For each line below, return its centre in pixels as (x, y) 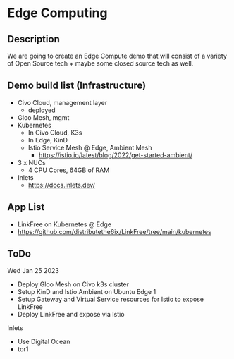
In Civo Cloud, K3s (55, 133)
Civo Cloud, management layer (62, 102)
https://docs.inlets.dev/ (62, 185)
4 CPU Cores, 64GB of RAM (69, 170)
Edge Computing (57, 13)
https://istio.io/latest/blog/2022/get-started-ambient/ (115, 155)
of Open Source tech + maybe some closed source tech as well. (100, 63)
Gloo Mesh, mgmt (43, 117)
